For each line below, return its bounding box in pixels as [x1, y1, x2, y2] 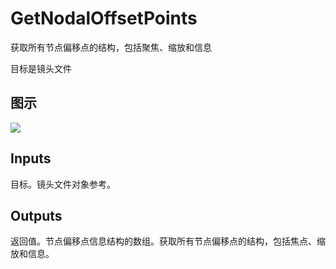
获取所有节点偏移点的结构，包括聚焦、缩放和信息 [10, 41, 212, 53]
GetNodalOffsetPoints [10, 7, 198, 30]
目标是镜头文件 [10, 62, 72, 74]
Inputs [10, 150, 52, 167]
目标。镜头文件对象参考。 [10, 178, 116, 190]
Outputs [10, 207, 63, 224]
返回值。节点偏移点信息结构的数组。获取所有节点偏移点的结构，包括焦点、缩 [10, 235, 326, 247]
